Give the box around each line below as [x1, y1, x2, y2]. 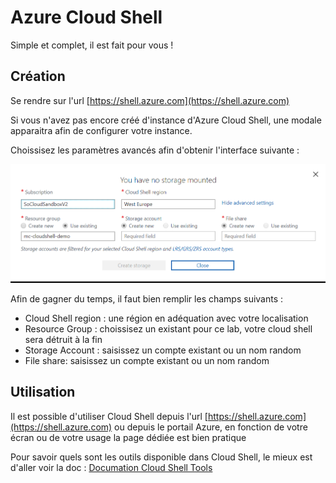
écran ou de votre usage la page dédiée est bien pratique [10, 431, 247, 443]
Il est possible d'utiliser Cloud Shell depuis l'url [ [10, 410, 208, 422]
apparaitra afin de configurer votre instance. [10, 124, 193, 136]
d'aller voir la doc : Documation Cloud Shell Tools [10, 461, 213, 473]
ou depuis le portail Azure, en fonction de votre [114, 421, 308, 433]
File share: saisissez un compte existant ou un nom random [24, 354, 270, 366]
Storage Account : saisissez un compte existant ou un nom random [24, 344, 302, 356]
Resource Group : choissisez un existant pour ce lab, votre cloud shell [24, 322, 313, 335]
